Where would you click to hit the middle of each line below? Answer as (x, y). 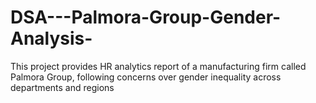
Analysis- (51, 38)
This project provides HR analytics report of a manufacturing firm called (158, 66)
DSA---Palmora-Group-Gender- (146, 17)
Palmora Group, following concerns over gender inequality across (146, 77)
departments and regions (62, 87)
